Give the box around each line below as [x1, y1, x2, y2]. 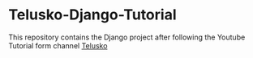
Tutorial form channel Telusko [8, 40, 108, 50]
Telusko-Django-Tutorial [8, 6, 177, 24]
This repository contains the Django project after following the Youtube [8, 32, 246, 42]
